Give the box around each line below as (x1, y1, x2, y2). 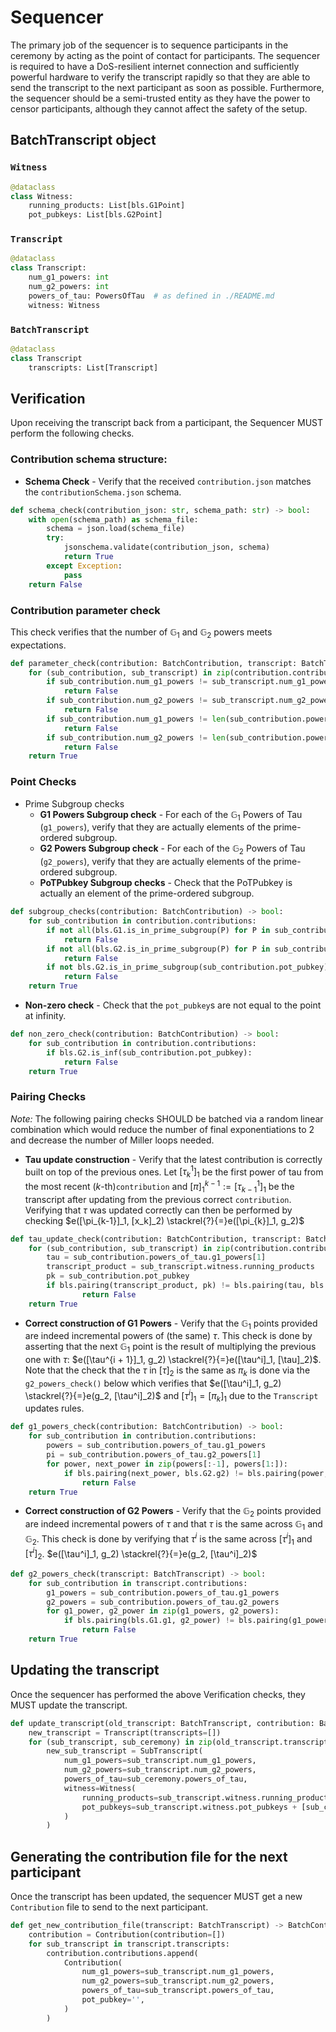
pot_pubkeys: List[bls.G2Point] (28, 210, 163, 220)
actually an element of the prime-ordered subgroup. (39, 887, 255, 900)
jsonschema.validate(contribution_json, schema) (63, 542, 271, 553)
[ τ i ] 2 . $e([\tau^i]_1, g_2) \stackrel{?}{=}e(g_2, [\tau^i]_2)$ (24, 1546, 258, 1561)
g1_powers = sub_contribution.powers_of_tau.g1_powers (46, 1587, 280, 1598)
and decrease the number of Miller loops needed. (10, 1134, 215, 1146)
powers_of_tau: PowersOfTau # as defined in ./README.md (28, 291, 275, 301)
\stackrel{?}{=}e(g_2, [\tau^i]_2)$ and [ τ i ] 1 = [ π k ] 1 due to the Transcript (24, 1388, 319, 1404)
